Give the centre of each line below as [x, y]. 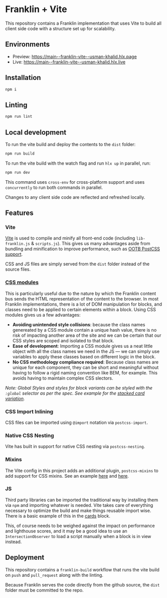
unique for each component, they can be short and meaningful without [86, 367]
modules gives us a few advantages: [43, 315]
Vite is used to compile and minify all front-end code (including [70, 238]
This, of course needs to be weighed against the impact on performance [80, 526]
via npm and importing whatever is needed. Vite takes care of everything [79, 505]
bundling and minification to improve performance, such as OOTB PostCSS [83, 249]
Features [19, 213]
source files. [18, 269]
